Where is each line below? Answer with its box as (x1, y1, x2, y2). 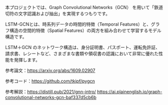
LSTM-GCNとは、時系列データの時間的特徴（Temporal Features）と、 (5, 21, 151, 27)
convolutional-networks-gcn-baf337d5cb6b (5, 94, 97, 100)
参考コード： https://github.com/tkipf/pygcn (5, 78, 95, 84)
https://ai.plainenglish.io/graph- (97, 89, 162, 94)
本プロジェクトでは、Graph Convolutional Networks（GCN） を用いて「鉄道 (5, 4, 163, 10)
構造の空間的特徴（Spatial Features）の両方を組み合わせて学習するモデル (9, 27, 162, 33)
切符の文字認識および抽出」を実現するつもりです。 (5, 10, 110, 16)
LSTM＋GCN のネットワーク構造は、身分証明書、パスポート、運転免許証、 (5, 44, 160, 50)
